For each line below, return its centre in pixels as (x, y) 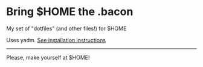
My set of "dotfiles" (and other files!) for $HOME (66, 28)
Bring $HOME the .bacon (70, 12)
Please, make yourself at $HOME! (48, 57)
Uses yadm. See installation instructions (56, 40)
